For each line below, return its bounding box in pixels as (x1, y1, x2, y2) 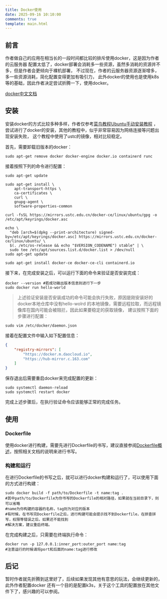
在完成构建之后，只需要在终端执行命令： (5, 532, 88, 538)
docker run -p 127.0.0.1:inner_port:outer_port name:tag (5, 542, 126, 547)
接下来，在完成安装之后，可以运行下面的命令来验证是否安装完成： (5, 270, 141, 276)
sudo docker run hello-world (5, 285, 66, 290)
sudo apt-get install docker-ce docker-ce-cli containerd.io (5, 260, 135, 265)
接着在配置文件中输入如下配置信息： (5, 332, 80, 338)
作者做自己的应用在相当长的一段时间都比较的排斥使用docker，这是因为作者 (5, 55, 160, 61)
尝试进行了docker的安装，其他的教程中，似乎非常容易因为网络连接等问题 (5, 127, 155, 133)
